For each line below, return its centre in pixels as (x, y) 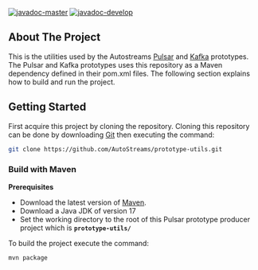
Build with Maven (43, 170)
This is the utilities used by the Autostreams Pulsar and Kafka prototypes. (129, 57)
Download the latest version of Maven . (83, 202)
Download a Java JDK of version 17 (78, 210)
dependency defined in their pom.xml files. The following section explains (129, 73)
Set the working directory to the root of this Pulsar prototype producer (135, 219)
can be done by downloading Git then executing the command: (111, 135)
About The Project (55, 37)
